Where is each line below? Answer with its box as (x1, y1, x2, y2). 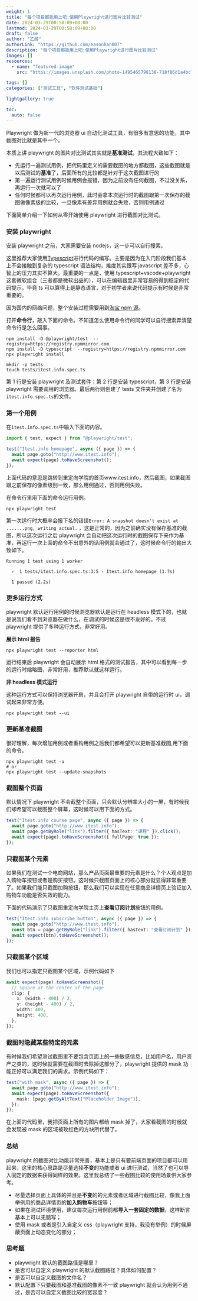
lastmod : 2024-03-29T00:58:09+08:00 (6, 25, 96, 31)
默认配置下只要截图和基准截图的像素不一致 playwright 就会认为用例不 (14, 1281, 183, 1288)
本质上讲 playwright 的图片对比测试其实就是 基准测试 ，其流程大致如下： (6, 149, 180, 156)
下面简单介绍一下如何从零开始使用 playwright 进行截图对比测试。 (6, 211, 164, 218)
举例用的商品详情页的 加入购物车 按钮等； (14, 1199, 113, 1206)
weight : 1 (6, 8, 31, 15)
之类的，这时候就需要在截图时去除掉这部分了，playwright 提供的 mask (11, 1060, 182, 1067)
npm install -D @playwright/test (6, 335, 88, 342)
